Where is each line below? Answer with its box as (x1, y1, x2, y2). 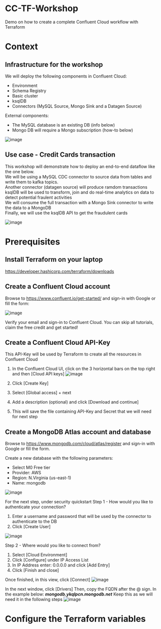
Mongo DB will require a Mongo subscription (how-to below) (12, 127, 133, 133)
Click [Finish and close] (12, 567, 59, 573)
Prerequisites (5, 236, 61, 247)
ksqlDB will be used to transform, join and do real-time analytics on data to (5, 189, 154, 195)
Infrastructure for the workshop (5, 60, 103, 68)
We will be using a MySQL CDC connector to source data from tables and (5, 174, 152, 179)
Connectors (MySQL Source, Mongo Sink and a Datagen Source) (12, 103, 142, 109)
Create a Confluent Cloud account (5, 282, 111, 291)
